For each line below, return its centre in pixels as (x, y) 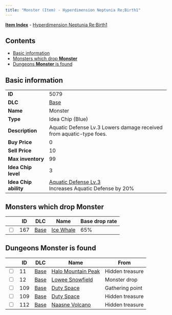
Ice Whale (63, 230)
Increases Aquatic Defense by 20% (92, 189)
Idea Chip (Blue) (69, 119)
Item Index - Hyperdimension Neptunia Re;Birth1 (56, 25)
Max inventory (26, 159)
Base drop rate (99, 221)
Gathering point (123, 288)
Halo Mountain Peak (76, 271)
